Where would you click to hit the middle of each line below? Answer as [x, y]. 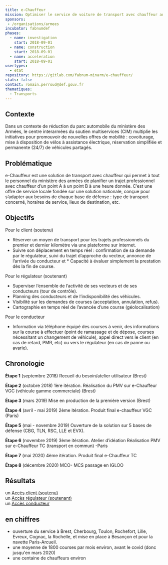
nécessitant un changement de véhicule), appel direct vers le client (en [85, 337]
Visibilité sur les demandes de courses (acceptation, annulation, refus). [85, 302]
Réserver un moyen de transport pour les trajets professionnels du [81, 239]
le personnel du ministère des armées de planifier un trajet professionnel [80, 181]
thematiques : [19, 89]
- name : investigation [33, 38]
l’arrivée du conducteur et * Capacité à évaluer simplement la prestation [86, 261]
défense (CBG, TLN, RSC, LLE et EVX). [45, 431]
